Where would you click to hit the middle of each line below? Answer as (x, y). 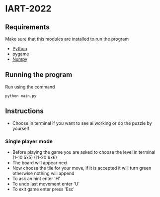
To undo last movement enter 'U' (46, 184)
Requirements (27, 27)
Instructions (24, 111)
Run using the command (30, 87)
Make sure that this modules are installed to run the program (67, 39)
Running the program (39, 75)
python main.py (21, 96)
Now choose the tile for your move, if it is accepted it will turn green (82, 168)
